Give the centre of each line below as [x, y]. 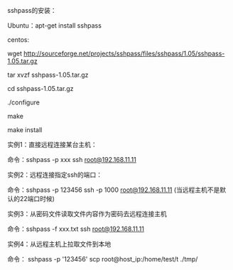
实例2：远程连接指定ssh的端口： [55, 175]
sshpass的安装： [32, 10]
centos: [18, 40]
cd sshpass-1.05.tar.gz [40, 88]
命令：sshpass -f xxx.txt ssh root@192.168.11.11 [76, 229]
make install [25, 130]
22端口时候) [37, 199]
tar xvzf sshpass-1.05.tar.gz [48, 75]
